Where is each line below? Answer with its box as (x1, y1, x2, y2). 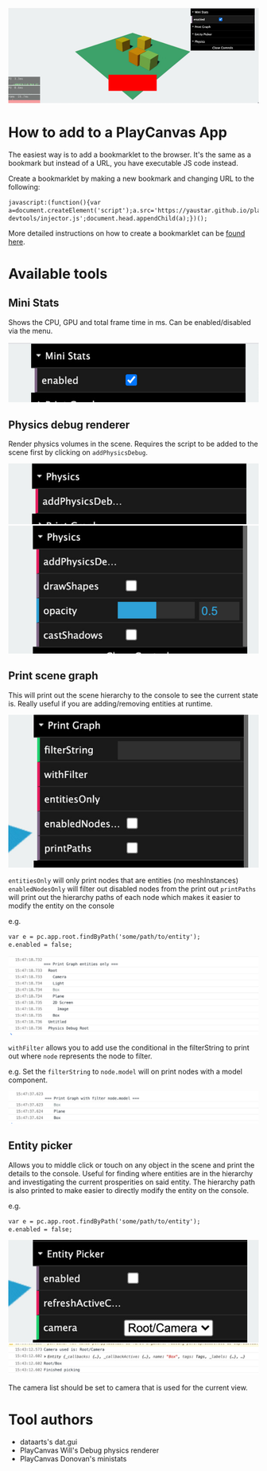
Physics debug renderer (8, 418, 130, 432)
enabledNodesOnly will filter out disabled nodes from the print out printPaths (8, 884, 257, 894)
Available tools (8, 264, 108, 283)
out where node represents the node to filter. (8, 1051, 153, 1061)
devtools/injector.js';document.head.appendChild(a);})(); (8, 214, 208, 222)
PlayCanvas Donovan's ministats (19, 1453, 127, 1463)
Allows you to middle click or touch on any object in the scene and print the (8, 1160, 255, 1170)
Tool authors (8, 1410, 94, 1429)
